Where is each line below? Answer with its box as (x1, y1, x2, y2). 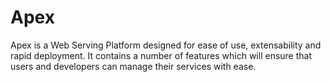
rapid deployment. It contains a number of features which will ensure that (10, 49, 313, 61)
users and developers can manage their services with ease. (10, 60, 257, 72)
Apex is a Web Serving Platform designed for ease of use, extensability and (10, 39, 322, 51)
